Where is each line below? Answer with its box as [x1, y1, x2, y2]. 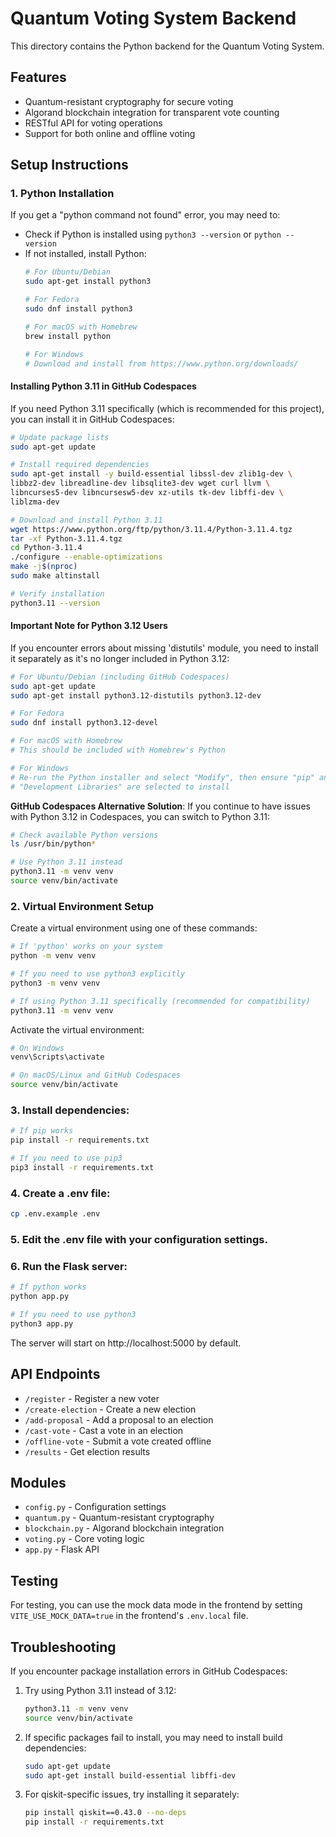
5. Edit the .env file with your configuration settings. [10, 1232, 268, 1246]
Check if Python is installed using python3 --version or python [24, 228, 282, 241]
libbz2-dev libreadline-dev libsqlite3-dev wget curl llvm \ [10, 478, 271, 489]
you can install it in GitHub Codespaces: [10, 413, 175, 425]
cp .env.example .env [10, 1209, 101, 1219]
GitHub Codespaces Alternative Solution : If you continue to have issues [10, 800, 311, 812]
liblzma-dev [10, 497, 60, 507]
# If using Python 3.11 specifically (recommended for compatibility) [10, 996, 311, 1006]
